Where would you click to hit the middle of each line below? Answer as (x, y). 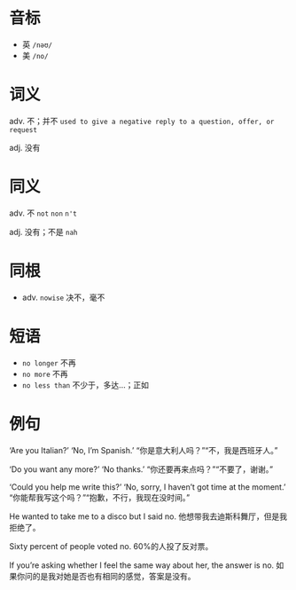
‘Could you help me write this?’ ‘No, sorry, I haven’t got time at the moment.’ (148, 487)
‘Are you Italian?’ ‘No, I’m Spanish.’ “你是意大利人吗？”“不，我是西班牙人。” (144, 450)
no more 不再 (45, 374)
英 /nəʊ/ (37, 44)
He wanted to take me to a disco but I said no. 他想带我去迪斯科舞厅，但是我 (148, 516)
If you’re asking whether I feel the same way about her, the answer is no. (142, 565)
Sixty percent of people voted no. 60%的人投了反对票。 (111, 546)
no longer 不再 (49, 362)
